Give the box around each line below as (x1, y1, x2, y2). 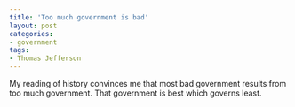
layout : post (9, 21, 58, 30)
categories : (9, 29, 53, 38)
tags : (9, 46, 29, 55)
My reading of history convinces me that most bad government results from (9, 79, 287, 88)
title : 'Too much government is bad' (9, 12, 149, 22)
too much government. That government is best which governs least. (9, 88, 262, 98)
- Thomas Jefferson (9, 54, 82, 63)
